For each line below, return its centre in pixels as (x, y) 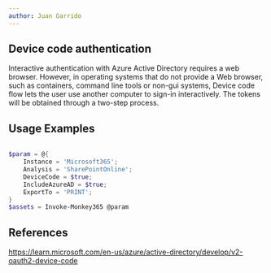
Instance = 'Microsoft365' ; (70, 162)
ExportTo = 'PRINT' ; (58, 192)
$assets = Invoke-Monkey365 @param (69, 207)
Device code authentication (80, 49)
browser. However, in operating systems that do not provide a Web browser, (136, 77)
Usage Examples (52, 128)
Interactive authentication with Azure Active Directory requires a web (124, 68)
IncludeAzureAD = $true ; (65, 184)
